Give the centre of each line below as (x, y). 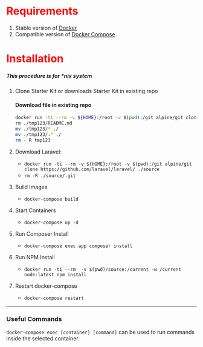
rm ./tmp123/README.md (43, 123)
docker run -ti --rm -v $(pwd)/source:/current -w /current (102, 269)
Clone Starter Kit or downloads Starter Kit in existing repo (86, 91)
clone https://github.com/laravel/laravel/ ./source (92, 169)
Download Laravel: (38, 152)
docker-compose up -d (51, 222)
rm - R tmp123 (33, 140)
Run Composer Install (42, 233)
